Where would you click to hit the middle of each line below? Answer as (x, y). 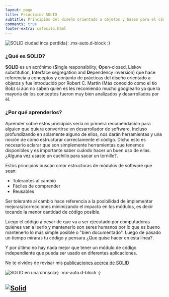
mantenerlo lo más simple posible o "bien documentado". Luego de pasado (83, 232)
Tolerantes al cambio (34, 180)
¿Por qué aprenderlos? (34, 113)
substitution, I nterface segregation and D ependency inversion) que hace (80, 72)
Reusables (23, 191)
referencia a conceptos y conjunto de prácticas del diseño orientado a (78, 78)
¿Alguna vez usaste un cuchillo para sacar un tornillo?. (62, 156)
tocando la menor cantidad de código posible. (53, 212)
